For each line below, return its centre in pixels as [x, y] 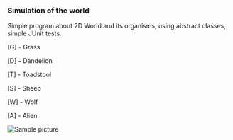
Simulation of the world [49, 11]
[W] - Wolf [23, 102]
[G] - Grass [24, 47]
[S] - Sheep [24, 88]
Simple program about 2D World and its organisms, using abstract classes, [116, 26]
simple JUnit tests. [34, 33]
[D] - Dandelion [30, 61]
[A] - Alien [22, 116]
